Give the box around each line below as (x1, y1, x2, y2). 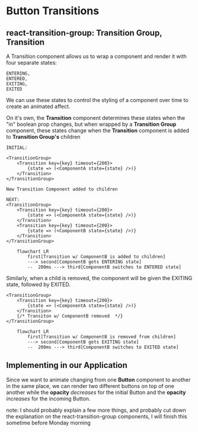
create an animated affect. (6, 103, 71, 110)
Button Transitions (6, 4, 100, 18)
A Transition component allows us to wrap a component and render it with (6, 53, 187, 60)
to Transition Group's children (6, 134, 81, 140)
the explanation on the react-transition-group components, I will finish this (6, 412, 188, 420)
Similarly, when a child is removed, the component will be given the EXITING (6, 275, 193, 281)
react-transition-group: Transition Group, (6, 28, 162, 38)
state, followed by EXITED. (6, 281, 71, 288)
